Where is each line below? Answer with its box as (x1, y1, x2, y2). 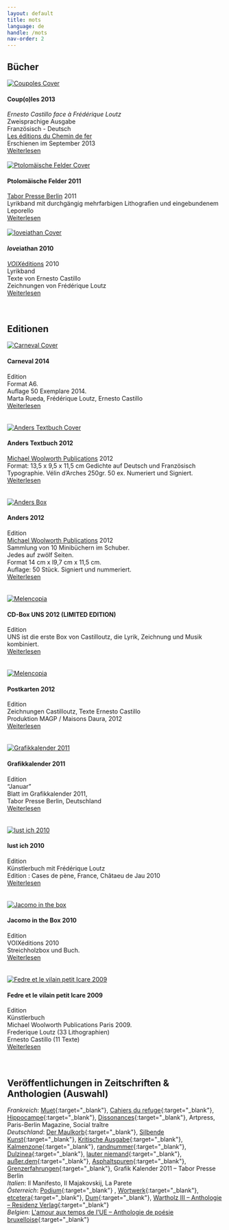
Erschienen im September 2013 (7, 139, 96, 147)
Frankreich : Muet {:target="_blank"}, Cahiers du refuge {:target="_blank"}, (7, 1106, 215, 1114)
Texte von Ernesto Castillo (7, 274, 81, 282)
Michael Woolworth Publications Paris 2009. (7, 1021, 132, 1029)
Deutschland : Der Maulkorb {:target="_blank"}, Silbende (7, 1128, 165, 1136)
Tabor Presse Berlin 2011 (7, 192, 77, 200)
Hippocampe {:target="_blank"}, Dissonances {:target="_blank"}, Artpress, (7, 1113, 215, 1122)
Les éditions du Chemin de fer (7, 132, 93, 141)
